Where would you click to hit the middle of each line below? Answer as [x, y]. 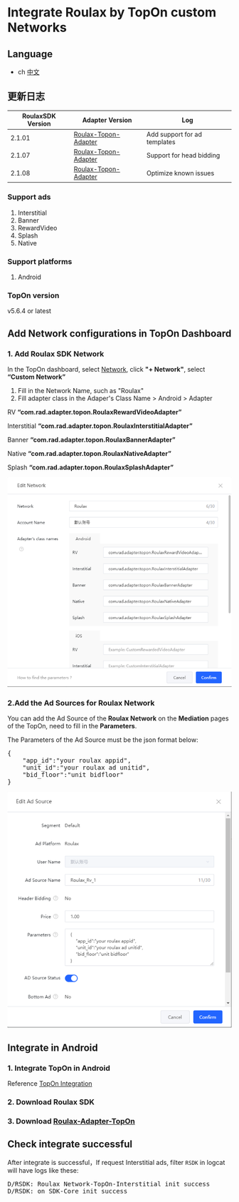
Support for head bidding [183, 156]
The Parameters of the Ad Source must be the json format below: [103, 740]
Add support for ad [174, 134]
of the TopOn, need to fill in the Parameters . [72, 726]
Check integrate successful [70, 1145]
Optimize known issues [180, 173]
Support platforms [40, 261]
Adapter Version [107, 120]
